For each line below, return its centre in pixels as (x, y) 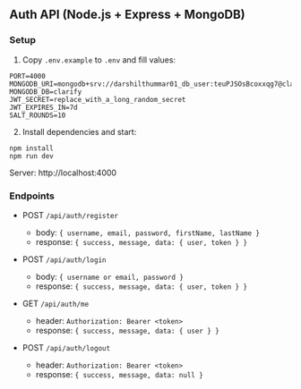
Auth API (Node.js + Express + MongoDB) (127, 15)
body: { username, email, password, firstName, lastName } (147, 233)
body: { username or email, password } (109, 276)
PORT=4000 (28, 76)
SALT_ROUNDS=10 (38, 115)
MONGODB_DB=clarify (46, 92)
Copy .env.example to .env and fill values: (99, 59)
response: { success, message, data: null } (120, 374)
